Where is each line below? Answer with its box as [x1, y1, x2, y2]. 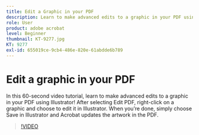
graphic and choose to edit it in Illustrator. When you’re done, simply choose [6, 105, 192, 112]
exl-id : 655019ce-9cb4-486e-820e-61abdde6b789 [6, 47, 123, 53]
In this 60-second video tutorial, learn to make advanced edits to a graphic [6, 92, 188, 99]
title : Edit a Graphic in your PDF [6, 8, 94, 15]
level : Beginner [6, 31, 46, 37]
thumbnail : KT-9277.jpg [6, 36, 65, 42]
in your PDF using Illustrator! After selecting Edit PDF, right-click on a [6, 98, 175, 105]
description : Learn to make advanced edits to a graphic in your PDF [6, 14, 182, 20]
